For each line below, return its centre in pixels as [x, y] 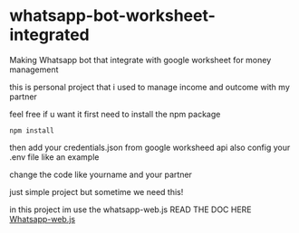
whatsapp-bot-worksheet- [112, 16]
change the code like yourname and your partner [101, 174]
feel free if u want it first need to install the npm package [115, 114]
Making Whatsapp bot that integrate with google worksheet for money [140, 60]
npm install [32, 130]
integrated [49, 35]
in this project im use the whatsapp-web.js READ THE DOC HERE [130, 210]
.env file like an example [54, 157]
